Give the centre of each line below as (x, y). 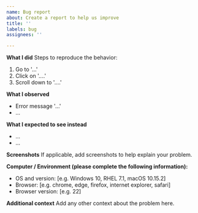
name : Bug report (29, 12)
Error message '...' (38, 106)
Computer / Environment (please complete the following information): (97, 166)
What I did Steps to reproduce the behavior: (62, 58)
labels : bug (21, 29)
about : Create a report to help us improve (63, 18)
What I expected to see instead (47, 125)
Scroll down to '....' (39, 83)
